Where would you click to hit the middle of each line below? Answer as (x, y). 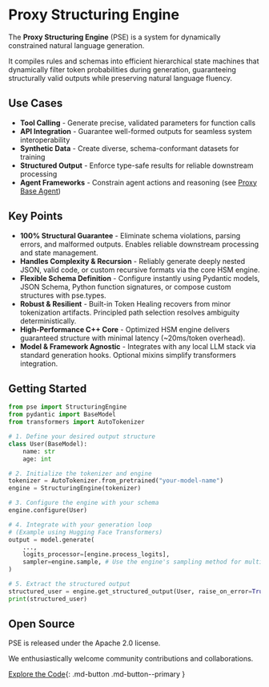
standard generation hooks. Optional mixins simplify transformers (128, 355)
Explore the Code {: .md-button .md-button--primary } (97, 674)
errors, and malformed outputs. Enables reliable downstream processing (139, 244)
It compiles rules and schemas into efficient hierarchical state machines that (134, 61)
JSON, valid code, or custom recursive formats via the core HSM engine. (140, 270)
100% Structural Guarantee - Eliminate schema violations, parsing (130, 235)
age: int (37, 459)
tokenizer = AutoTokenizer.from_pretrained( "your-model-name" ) (116, 481)
